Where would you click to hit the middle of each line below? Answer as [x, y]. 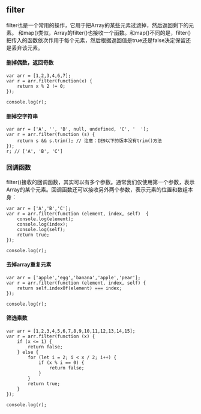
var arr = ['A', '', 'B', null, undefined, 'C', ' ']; [77, 129]
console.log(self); [41, 229]
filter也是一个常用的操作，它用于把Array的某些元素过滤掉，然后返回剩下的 [97, 25]
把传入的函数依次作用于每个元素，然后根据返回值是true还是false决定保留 [96, 40]
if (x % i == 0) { [61, 363]
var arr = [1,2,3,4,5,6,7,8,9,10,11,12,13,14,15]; [71, 331]
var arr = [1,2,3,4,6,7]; [38, 76]
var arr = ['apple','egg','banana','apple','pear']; [73, 277]
